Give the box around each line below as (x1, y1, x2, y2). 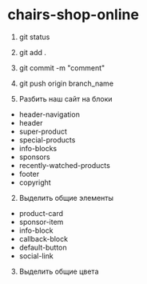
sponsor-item (18, 217, 64, 226)
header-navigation (18, 110, 81, 119)
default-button (18, 242, 67, 252)
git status (18, 32, 50, 42)
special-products (18, 134, 76, 145)
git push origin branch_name (18, 78, 113, 88)
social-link (18, 250, 54, 261)
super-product (18, 126, 67, 136)
